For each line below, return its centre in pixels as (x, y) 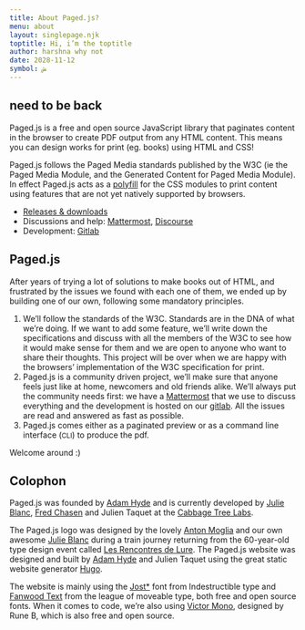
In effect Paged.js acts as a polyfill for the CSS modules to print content (143, 184)
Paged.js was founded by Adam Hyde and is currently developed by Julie (147, 503)
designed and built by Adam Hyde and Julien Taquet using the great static (148, 559)
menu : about (32, 26)
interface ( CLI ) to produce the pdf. (86, 435)
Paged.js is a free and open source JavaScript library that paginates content (152, 128)
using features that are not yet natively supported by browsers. (127, 193)
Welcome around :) (45, 452)
